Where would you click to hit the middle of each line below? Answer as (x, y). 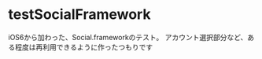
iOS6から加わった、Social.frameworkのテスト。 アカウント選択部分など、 (128, 37)
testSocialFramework (79, 15)
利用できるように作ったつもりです (98, 47)
